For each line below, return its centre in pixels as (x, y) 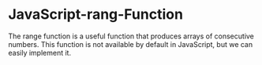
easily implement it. (40, 52)
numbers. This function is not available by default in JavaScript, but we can (131, 44)
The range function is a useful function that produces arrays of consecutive (131, 36)
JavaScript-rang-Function (96, 14)
